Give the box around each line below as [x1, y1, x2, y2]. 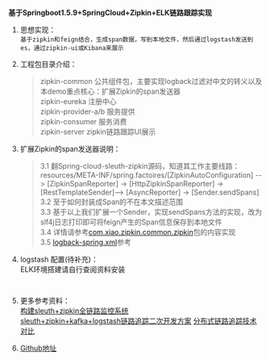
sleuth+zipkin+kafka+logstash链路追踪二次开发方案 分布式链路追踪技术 [19, 316, 257, 325]
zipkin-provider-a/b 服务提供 [39, 107, 135, 116]
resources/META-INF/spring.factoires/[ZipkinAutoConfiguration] [39, 170, 254, 180]
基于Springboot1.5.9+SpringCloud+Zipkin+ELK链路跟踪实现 [8, 8, 212, 17]
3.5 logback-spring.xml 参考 [39, 237, 131, 247]
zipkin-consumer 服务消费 [39, 117, 127, 126]
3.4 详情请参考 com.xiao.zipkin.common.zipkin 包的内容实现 [39, 228, 236, 237]
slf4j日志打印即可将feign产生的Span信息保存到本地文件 [39, 217, 223, 227]
